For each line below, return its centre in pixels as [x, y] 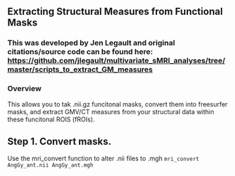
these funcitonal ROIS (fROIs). [51, 119]
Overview [24, 89]
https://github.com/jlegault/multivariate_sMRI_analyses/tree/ [116, 61]
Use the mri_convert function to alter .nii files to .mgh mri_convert [103, 158]
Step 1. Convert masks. [59, 142]
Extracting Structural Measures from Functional [115, 12]
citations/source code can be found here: [80, 52]
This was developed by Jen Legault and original [91, 43]
